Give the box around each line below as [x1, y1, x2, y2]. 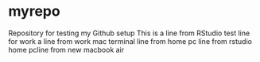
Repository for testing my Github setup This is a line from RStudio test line [8, 28, 250, 38]
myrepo [8, 2, 61, 20]
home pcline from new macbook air [8, 45, 125, 54]
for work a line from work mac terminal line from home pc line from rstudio [8, 36, 253, 46]
